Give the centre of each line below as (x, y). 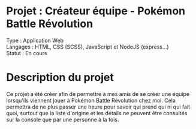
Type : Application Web (35, 40)
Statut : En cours (27, 53)
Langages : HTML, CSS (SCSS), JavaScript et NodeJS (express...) (88, 47)
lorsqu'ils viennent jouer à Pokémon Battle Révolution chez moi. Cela (91, 100)
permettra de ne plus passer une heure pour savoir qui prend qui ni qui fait (98, 107)
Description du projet (60, 78)
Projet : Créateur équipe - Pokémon (96, 11)
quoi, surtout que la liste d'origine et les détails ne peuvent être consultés (97, 113)
